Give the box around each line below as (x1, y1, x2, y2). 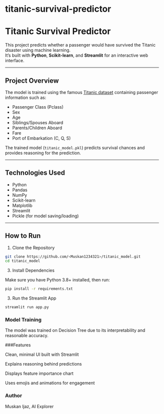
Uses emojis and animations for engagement (5, 380, 95, 386)
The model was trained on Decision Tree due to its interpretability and (5, 327, 145, 333)
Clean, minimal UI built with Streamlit (5, 351, 79, 358)
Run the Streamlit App (12, 295, 57, 301)
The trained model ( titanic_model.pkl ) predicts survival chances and (5, 144, 145, 150)
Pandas (12, 187, 28, 193)
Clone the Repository (12, 245, 55, 251)
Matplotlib (12, 202, 33, 208)
